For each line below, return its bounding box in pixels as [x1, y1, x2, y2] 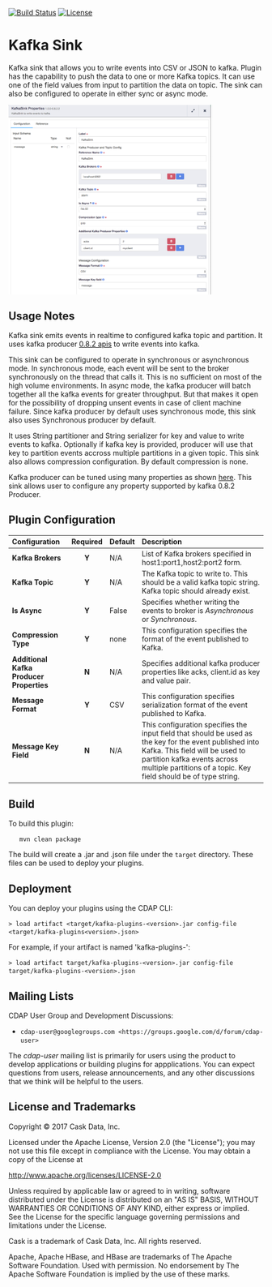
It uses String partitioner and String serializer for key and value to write [8, 431, 244, 441]
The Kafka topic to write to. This [141, 568, 249, 578]
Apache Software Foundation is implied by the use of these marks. [8, 1269, 231, 1279]
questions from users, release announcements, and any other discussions [8, 1068, 255, 1078]
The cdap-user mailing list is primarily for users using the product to [8, 1051, 236, 1061]
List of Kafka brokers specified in [141, 548, 252, 559]
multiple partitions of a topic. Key [141, 763, 252, 773]
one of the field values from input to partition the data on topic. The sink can [8, 79, 263, 89]
